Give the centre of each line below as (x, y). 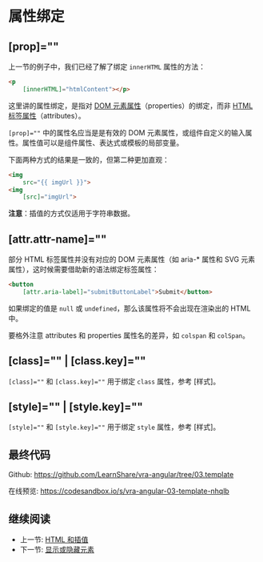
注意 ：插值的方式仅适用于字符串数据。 (71, 214)
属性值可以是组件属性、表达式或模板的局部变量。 (103, 143)
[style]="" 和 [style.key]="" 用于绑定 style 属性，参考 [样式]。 (114, 427)
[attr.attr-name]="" (58, 239)
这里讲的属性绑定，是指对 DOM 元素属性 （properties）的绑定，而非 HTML (131, 106)
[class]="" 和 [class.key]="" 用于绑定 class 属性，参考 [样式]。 (114, 381)
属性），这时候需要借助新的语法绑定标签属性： (84, 270)
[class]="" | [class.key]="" (77, 361)
